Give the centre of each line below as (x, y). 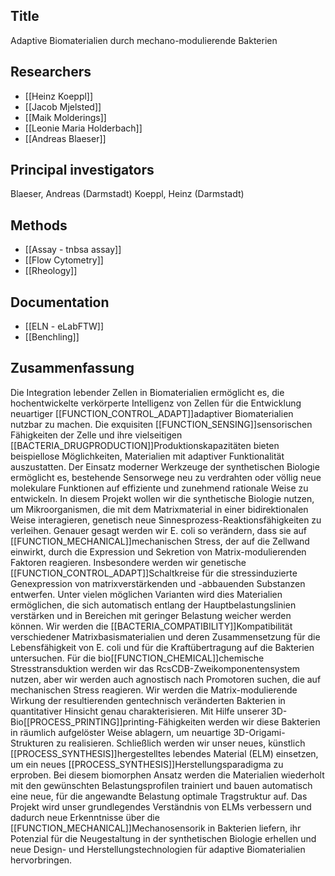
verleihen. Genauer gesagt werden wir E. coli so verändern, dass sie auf (158, 530)
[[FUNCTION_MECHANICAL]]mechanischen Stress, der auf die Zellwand (160, 541)
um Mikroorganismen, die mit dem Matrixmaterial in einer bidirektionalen (159, 509)
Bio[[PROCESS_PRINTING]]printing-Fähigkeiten (108, 721)
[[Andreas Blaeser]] (65, 138)
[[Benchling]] (52, 337)
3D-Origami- (259, 732)
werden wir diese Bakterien (264, 721)
